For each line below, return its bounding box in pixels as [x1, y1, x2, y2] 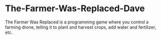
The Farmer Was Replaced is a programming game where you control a [5, 19, 149, 25]
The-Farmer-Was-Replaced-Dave [5, 3, 145, 14]
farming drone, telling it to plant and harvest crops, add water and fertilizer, [5, 24, 157, 30]
